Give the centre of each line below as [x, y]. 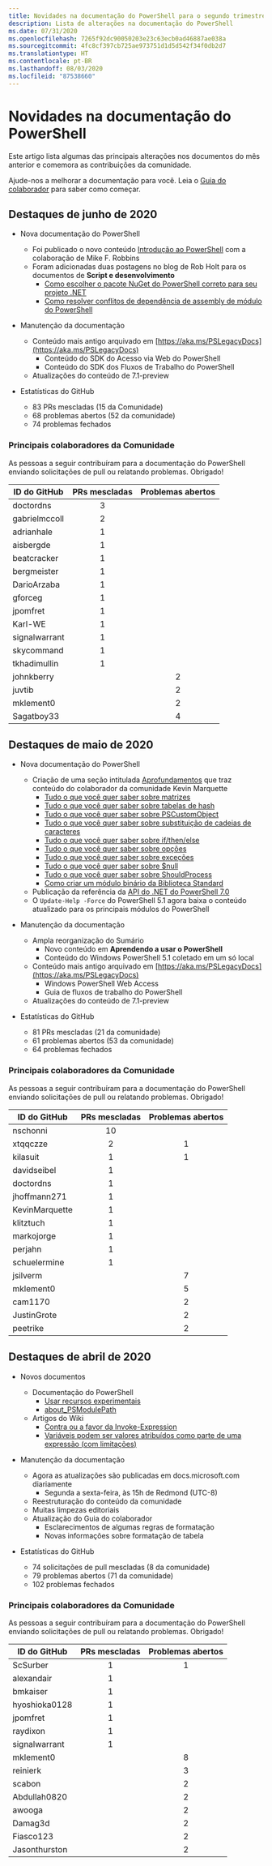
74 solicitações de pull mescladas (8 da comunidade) [121, 1567]
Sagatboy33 [36, 716]
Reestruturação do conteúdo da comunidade [107, 1501]
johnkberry [33, 676]
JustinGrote [35, 1315]
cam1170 [31, 1302]
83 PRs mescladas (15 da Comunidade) [98, 407]
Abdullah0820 [40, 1796]
